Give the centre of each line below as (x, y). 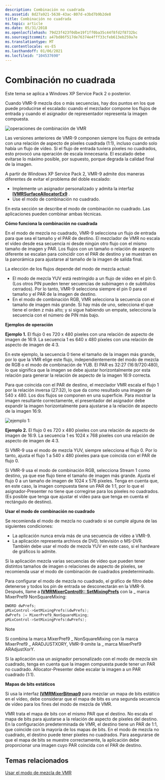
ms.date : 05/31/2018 (26, 28)
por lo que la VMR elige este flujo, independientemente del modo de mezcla (82, 360)
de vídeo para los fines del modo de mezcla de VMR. (59, 704)
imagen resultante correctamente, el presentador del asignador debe (75, 401)
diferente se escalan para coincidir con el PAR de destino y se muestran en (81, 254)
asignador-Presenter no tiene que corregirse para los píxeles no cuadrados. (82, 491)
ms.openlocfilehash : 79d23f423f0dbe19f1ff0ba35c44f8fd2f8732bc (71, 33)
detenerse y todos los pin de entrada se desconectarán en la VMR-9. (75, 586)
